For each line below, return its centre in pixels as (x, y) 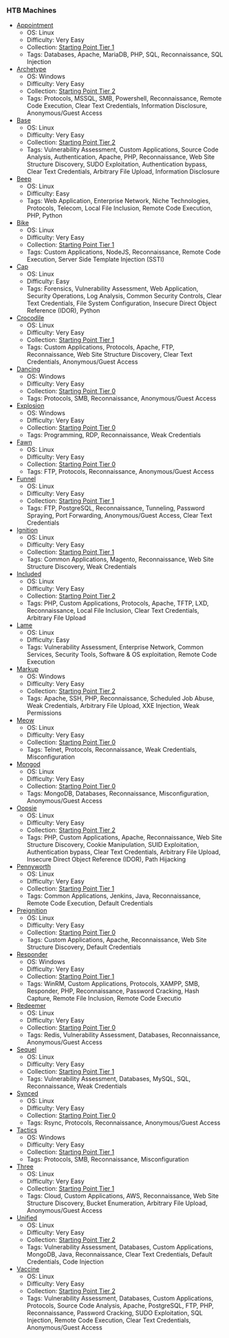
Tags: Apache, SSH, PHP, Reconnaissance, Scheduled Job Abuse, (120, 698)
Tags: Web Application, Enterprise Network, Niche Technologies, (118, 201)
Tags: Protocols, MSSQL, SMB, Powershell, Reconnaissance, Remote (124, 98)
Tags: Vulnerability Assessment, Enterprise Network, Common (115, 647)
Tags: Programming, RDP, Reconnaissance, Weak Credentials (113, 435)
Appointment (35, 25)
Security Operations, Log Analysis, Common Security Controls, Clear (124, 296)
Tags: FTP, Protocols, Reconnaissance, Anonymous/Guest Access (120, 472)
